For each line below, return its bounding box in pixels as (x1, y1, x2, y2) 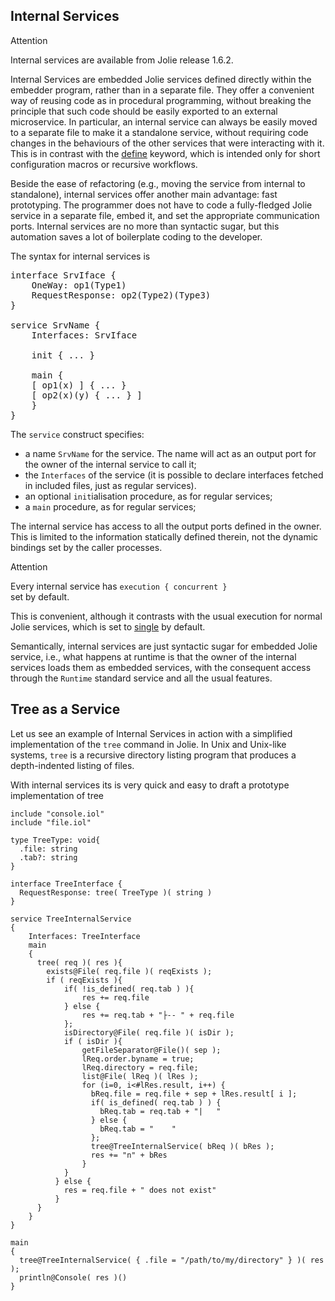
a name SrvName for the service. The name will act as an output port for (24, 447, 317, 459)
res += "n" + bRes (90, 1150, 168, 1160)
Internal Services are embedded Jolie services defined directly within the (10, 73, 312, 85)
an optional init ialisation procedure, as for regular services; (24, 490, 273, 502)
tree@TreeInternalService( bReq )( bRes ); (90, 1141, 275, 1151)
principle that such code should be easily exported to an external (10, 105, 278, 117)
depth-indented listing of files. (10, 759, 135, 771)
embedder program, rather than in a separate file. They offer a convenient (10, 84, 315, 96)
